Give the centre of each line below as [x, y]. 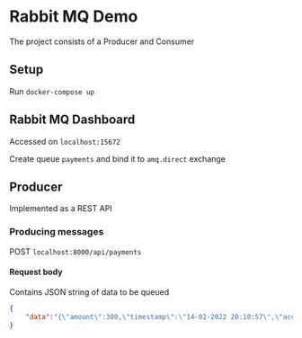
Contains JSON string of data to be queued [89, 292]
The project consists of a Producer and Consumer [102, 41]
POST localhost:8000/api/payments [75, 251]
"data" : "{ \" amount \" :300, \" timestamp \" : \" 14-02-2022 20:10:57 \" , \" [154, 316]
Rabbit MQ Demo [74, 17]
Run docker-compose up [52, 91]
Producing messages [57, 232]
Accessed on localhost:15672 [65, 141]
